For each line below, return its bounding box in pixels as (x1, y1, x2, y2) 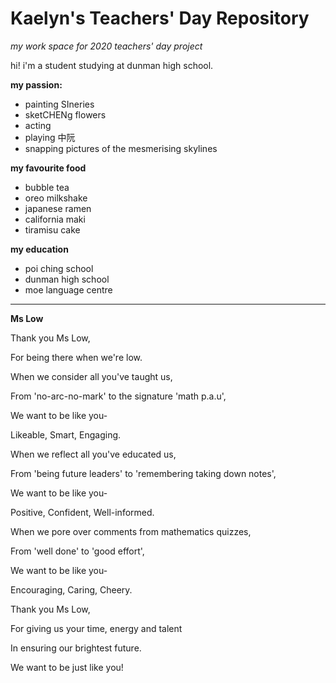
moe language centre (24, 283, 113, 296)
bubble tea (24, 181, 70, 193)
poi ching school (24, 262, 94, 274)
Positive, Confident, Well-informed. (10, 506, 155, 518)
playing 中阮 (24, 131, 76, 143)
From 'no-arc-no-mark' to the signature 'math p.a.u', (10, 390, 227, 402)
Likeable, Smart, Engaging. (10, 428, 122, 441)
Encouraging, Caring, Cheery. (10, 583, 133, 596)
